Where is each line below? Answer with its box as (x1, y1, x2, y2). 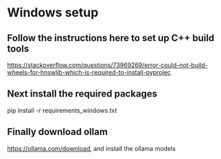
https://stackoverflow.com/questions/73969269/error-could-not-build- (7, 61, 208, 69)
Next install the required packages (7, 88, 158, 100)
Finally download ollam (7, 126, 108, 138)
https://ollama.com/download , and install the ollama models (7, 144, 176, 152)
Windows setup (7, 5, 99, 21)
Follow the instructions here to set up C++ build (7, 32, 215, 44)
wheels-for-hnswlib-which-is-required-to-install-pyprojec (7, 69, 172, 76)
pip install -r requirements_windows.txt (7, 106, 117, 114)
